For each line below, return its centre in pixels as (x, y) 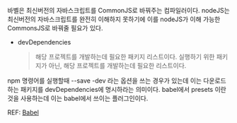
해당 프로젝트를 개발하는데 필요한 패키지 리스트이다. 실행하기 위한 (125, 57)
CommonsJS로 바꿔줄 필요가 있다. (55, 28)
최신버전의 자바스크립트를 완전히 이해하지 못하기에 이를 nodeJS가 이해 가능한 (114, 19)
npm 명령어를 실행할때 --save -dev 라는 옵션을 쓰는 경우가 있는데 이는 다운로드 (117, 81)
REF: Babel (23, 112)
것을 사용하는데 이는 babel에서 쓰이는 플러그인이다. (78, 98)
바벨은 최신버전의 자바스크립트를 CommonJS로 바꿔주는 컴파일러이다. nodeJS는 (118, 10)
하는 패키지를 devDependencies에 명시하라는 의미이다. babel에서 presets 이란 (117, 89)
